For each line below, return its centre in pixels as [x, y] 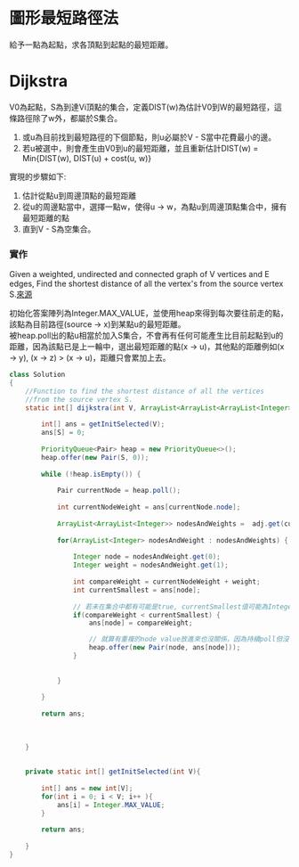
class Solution [37, 375]
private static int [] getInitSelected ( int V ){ [113, 772]
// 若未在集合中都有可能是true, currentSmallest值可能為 [170, 607]
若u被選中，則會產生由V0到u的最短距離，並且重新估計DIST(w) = [140, 148]
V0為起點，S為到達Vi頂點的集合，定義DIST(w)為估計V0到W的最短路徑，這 [146, 107]
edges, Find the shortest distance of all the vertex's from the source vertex [146, 284]
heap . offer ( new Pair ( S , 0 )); [95, 457]
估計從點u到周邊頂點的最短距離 [79, 195]
